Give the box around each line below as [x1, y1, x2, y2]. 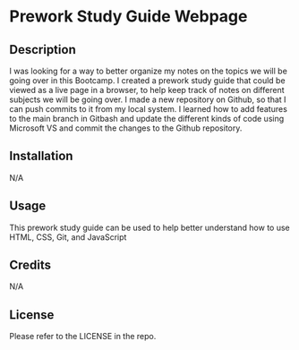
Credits [9, 258, 52, 273]
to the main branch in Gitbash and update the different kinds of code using [9, 114, 285, 124]
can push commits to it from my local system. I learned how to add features [9, 104, 288, 114]
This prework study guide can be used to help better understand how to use [9, 222, 290, 233]
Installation [9, 149, 73, 164]
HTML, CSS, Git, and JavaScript [9, 231, 127, 243]
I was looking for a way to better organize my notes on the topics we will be [9, 65, 288, 76]
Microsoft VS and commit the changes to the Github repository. [9, 123, 243, 133]
